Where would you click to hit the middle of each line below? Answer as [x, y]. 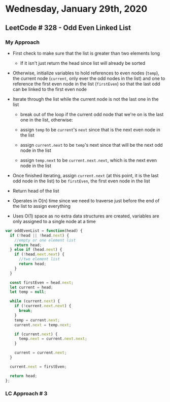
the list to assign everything [42, 206]
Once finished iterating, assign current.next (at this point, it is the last [86, 175]
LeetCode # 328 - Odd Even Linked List [68, 28]
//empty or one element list [45, 240]
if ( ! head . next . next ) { [40, 254]
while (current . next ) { [35, 301]
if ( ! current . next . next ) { [43, 306]
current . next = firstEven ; [38, 367]
